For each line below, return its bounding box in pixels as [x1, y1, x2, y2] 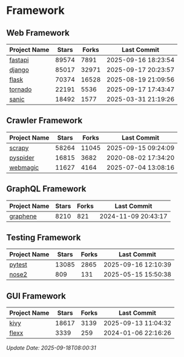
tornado [9, 85, 32, 94]
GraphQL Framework [6, 184, 87, 194]
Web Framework [6, 28, 70, 38]
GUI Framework [6, 291, 67, 301]
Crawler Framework [6, 115, 83, 126]
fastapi [9, 56, 29, 64]
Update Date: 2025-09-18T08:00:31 [6, 344, 96, 352]
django [9, 66, 29, 74]
